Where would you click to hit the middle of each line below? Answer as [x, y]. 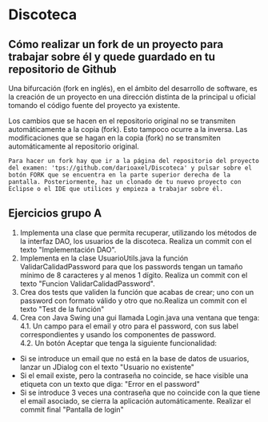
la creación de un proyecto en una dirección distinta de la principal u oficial [132, 97]
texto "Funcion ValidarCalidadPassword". [88, 283]
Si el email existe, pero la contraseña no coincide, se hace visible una [134, 375]
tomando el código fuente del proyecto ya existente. [94, 105]
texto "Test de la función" [62, 309]
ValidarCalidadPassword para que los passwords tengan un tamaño [131, 266]
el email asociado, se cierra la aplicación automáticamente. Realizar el [135, 400]
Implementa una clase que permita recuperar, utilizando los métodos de [138, 233]
